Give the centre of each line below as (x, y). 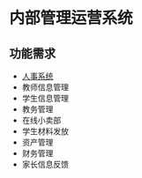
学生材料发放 (45, 131)
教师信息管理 (45, 87)
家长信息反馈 (45, 164)
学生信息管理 (45, 98)
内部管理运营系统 (71, 18)
